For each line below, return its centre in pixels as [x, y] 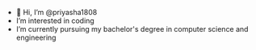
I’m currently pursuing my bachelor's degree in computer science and [132, 29]
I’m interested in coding [55, 21]
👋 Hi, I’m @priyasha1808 [57, 12]
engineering [36, 37]
